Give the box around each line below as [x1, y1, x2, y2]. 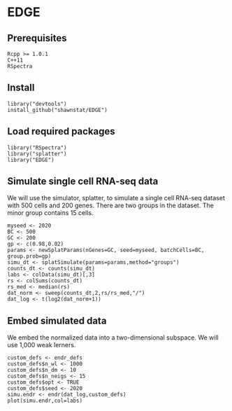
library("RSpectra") [7, 144, 68, 151]
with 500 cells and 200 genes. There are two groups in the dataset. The [7, 201, 215, 210]
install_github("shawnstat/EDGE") [7, 106, 108, 113]
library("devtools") [7, 100, 68, 107]
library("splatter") [7, 150, 68, 158]
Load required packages [7, 125, 115, 137]
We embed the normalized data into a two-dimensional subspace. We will [7, 333, 219, 342]
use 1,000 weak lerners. [7, 341, 76, 349]
